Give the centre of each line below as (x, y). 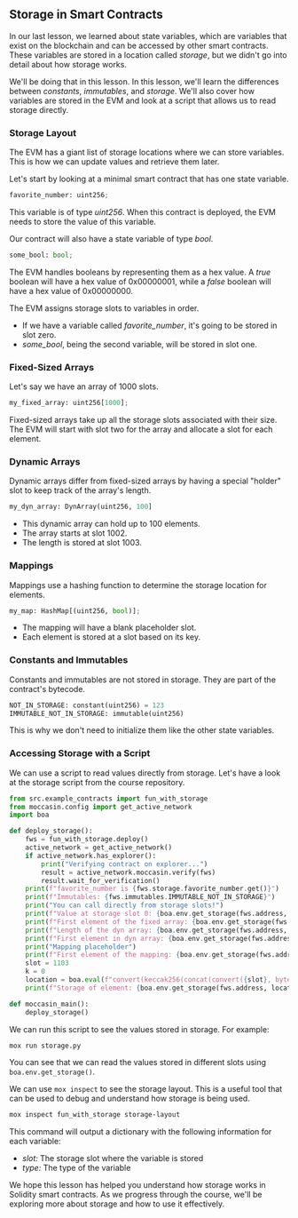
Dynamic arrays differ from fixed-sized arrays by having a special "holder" (145, 481)
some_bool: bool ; (41, 255)
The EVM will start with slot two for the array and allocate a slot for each (141, 429)
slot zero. (39, 334)
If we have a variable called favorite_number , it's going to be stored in (149, 325)
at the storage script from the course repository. (97, 782)
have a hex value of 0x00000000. (71, 291)
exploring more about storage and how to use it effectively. (117, 1204)
